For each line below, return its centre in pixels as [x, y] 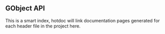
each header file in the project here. [43, 26]
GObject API [25, 8]
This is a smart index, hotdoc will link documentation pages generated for [82, 20]
